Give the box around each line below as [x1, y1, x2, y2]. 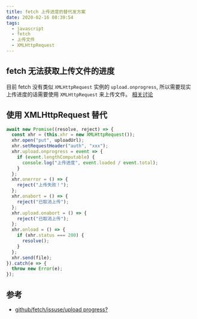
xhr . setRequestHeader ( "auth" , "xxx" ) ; [11, 143, 109, 149]
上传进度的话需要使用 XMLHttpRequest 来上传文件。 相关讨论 [6, 91, 154, 98]
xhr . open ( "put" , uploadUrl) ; [11, 138, 84, 144]
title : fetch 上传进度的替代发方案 [6, 8, 86, 15]
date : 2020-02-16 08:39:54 [6, 14, 74, 20]
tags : [6, 20, 20, 26]
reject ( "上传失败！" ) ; [17, 182, 69, 188]
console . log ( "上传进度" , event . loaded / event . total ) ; [22, 160, 159, 166]
